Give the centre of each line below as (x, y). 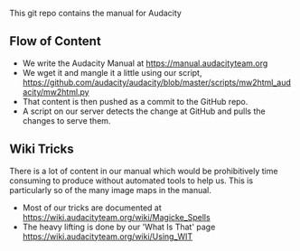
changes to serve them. (66, 120)
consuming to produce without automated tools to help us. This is (131, 181)
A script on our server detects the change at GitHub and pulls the (144, 111)
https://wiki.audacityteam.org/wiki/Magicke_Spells (116, 217)
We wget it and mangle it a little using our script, (112, 72)
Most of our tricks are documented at (92, 208)
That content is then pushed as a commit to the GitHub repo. (135, 101)
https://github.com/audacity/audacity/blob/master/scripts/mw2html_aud (157, 82)
